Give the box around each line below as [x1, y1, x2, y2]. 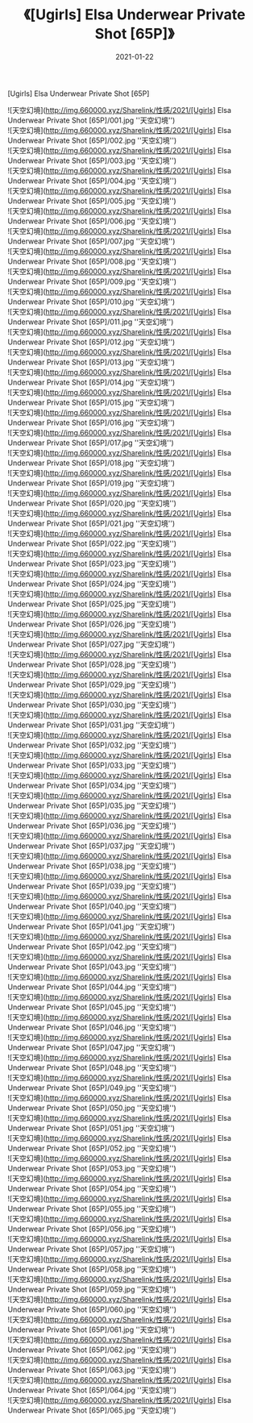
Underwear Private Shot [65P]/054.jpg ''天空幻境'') [7, 1184, 176, 1193]
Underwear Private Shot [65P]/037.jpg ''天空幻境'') [7, 841, 176, 851]
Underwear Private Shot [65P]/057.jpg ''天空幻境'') [7, 1244, 176, 1254]
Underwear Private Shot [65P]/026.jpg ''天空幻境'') [7, 619, 176, 629]
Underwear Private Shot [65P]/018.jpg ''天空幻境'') [7, 458, 175, 468]
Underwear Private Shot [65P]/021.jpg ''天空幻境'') [7, 518, 176, 528]
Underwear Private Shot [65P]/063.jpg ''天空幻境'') [7, 1365, 176, 1375]
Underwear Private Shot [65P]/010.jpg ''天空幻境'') [7, 297, 176, 306]
